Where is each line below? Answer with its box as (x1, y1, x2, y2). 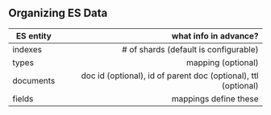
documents (12, 75, 56, 86)
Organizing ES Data (8, 6, 108, 20)
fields (12, 92, 34, 104)
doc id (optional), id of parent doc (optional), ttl (81, 70, 259, 81)
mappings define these (171, 92, 259, 104)
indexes (12, 43, 43, 55)
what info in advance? (171, 30, 259, 41)
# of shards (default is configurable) (122, 43, 259, 55)
